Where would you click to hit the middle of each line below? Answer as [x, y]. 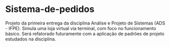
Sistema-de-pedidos [50, 9]
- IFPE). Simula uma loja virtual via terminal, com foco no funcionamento [81, 28]
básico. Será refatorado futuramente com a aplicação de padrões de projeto [85, 33]
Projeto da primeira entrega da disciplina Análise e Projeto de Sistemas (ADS [85, 23]
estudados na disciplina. [31, 39]
